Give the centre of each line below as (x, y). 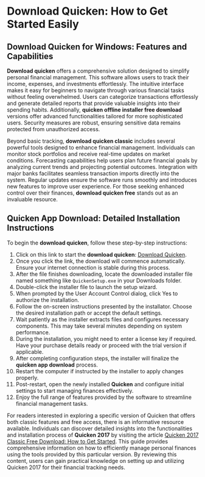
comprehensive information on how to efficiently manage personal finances (102, 448)
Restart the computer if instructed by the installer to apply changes (100, 371)
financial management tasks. (52, 403)
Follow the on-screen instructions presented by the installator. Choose (104, 306)
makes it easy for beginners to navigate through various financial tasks (96, 90)
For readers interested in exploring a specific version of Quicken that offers (101, 415)
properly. (27, 378)
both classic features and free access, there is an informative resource (96, 421)
